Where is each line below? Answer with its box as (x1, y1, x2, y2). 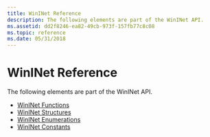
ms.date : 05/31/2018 (7, 36, 67, 42)
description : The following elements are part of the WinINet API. (7, 16, 205, 23)
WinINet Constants (16, 123, 71, 131)
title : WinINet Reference (7, 10, 81, 17)
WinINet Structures (16, 108, 71, 116)
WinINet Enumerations (16, 116, 81, 124)
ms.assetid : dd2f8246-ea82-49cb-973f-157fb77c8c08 (7, 23, 155, 29)
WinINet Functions (16, 101, 70, 110)
